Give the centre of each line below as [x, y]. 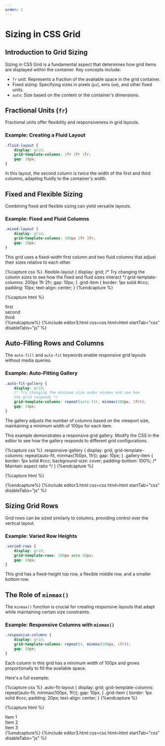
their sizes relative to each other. [38, 262]
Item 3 [12, 727]
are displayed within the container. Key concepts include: [63, 69]
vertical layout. [20, 523]
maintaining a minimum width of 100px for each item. [59, 425]
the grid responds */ [36, 397]
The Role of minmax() [37, 595]
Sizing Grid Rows [32, 506]
